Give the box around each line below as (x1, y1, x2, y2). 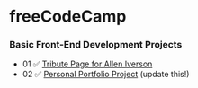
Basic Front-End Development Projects (9, 39, 183, 51)
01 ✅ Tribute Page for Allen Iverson (22, 58, 153, 69)
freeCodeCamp (9, 6, 127, 27)
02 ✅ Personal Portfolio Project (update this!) (22, 69, 190, 80)
